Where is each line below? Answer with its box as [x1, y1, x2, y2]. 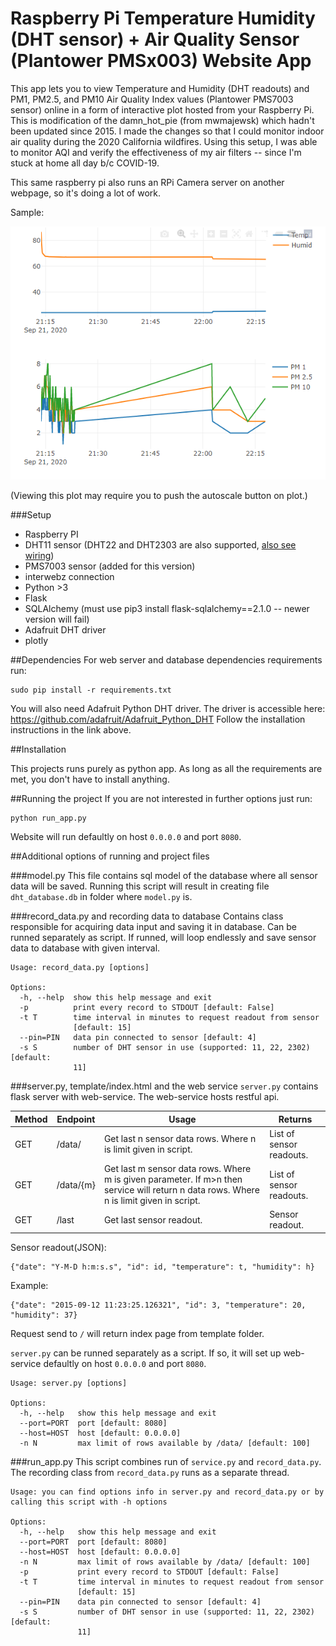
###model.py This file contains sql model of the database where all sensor [10, 870, 318, 882]
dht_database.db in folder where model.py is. [10, 891, 193, 903]
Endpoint [56, 1113, 96, 1125]
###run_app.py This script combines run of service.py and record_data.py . [10, 1455, 322, 1467]
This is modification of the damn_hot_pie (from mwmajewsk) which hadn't [10, 114, 315, 126]
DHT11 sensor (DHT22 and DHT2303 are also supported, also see [24, 539, 297, 551]
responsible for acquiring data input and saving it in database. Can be [10, 921, 297, 933]
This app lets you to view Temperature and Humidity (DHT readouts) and [10, 82, 310, 94]
